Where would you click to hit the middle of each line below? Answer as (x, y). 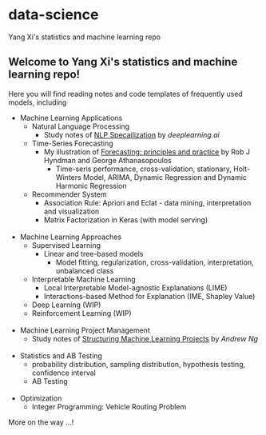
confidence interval (64, 373)
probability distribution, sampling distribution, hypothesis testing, (139, 364)
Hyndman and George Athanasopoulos (107, 160)
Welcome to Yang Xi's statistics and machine (123, 62)
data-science (54, 15)
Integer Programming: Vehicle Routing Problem (109, 406)
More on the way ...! (41, 422)
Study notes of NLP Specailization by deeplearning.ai (131, 134)
